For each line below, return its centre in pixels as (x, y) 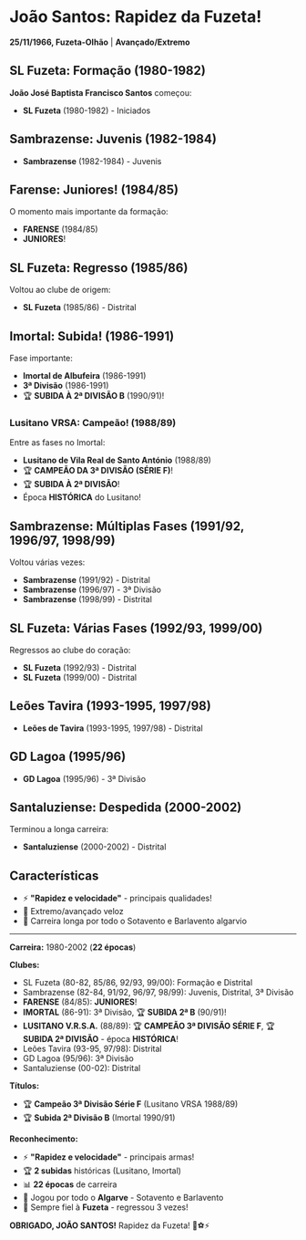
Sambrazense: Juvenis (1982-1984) (113, 139)
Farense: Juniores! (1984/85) (94, 189)
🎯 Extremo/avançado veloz (73, 912)
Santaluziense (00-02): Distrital (82, 1068)
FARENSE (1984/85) (60, 229)
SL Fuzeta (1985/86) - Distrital (79, 307)
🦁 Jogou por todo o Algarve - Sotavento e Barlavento (123, 1198)
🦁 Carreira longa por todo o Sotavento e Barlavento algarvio (135, 921)
